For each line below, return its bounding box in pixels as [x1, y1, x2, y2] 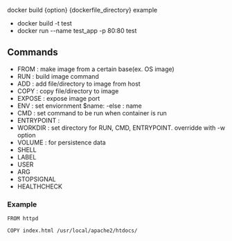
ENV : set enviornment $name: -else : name [17, 102, 142, 110]
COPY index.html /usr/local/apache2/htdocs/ [7, 227, 138, 234]
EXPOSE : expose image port [17, 94, 100, 102]
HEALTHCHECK [17, 182, 62, 191]
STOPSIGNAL [17, 175, 57, 183]
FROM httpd [7, 215, 39, 222]
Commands [7, 46, 59, 58]
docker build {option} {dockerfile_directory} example [7, 6, 158, 14]
